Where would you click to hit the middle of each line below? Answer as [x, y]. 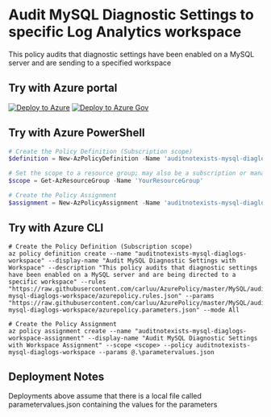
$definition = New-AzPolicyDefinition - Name [84, 159]
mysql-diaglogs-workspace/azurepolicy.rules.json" [95, 295]
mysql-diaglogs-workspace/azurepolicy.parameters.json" [104, 310]
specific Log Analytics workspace [125, 32]
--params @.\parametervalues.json [156, 352]
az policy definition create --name [70, 254]
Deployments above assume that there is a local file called [105, 396]
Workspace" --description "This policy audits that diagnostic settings [133, 267]
